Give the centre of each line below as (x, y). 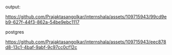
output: (13, 7)
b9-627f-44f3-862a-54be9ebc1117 (42, 22)
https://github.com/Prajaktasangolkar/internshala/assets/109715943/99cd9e (86, 17)
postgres (15, 32)
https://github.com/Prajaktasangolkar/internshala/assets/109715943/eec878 (86, 42)
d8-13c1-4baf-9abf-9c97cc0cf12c (41, 47)
